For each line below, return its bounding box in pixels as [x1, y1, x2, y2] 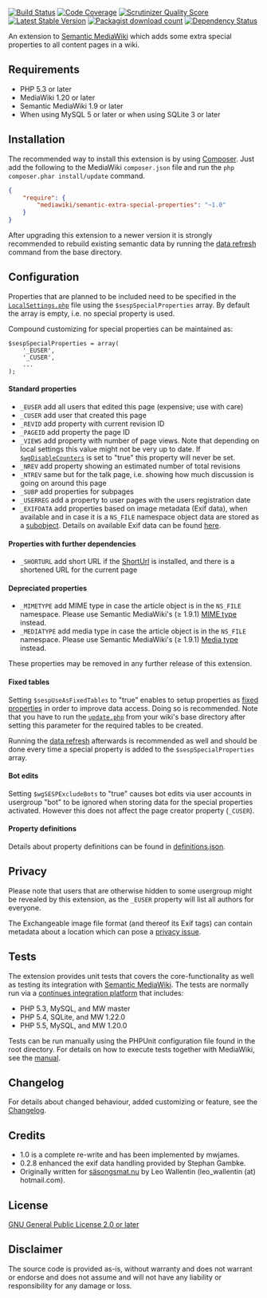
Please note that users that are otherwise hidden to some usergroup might [8, 886, 253, 895]
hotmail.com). [19, 1175, 65, 1185]
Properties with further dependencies [8, 539, 137, 548]
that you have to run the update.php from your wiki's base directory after [8, 712, 245, 721]
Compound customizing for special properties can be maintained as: [8, 324, 234, 333]
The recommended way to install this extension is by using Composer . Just [8, 154, 255, 164]
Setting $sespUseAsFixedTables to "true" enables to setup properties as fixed [8, 695, 259, 704]
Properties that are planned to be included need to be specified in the [8, 291, 237, 301]
